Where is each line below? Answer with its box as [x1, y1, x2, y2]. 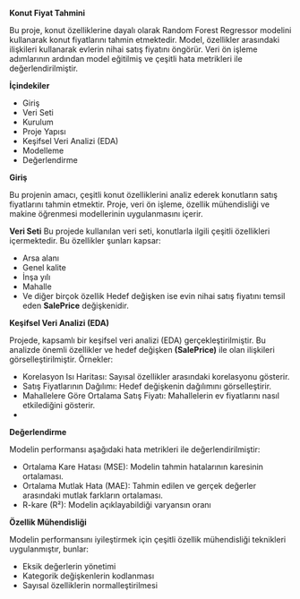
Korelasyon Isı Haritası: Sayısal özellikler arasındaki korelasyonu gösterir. [21, 372, 290, 381]
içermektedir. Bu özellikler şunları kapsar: [9, 235, 161, 245]
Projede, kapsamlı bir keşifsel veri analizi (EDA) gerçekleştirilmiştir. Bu [9, 335, 266, 346]
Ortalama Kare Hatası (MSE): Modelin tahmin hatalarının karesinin [21, 461, 264, 472]
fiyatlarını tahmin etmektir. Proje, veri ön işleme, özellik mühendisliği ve [9, 199, 270, 210]
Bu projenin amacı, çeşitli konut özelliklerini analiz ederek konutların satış [9, 190, 278, 200]
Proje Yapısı [21, 126, 66, 137]
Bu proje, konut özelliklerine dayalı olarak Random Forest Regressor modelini [9, 25, 292, 35]
